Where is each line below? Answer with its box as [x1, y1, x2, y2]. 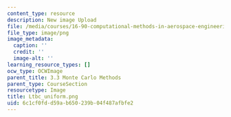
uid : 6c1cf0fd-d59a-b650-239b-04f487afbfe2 [7, 100, 134, 107]
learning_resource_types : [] [7, 61, 91, 68]
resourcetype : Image [7, 87, 67, 94]
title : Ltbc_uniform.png [7, 94, 78, 100]
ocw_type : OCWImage [7, 67, 63, 74]
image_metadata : [7, 36, 54, 43]
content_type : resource [7, 10, 76, 17]
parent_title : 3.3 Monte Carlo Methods [7, 74, 122, 81]
